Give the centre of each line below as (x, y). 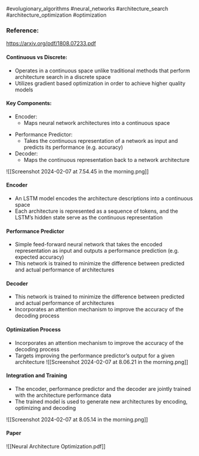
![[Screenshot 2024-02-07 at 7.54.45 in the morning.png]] (77, 171)
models (24, 90)
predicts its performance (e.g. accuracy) (73, 147)
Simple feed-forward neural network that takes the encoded (88, 244)
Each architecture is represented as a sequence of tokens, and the (97, 211)
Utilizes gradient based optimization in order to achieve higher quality (100, 83)
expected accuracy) (39, 257)
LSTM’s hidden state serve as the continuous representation (88, 217)
